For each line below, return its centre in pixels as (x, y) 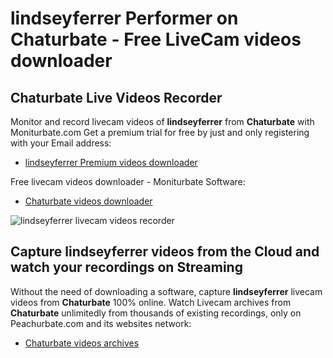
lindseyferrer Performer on (124, 18)
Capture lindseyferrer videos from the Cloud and (165, 252)
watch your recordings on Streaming (126, 267)
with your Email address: (61, 143)
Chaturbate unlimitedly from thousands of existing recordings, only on (156, 313)
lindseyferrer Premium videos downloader (111, 162)
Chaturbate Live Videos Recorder (116, 97)
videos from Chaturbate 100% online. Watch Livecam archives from (151, 302)
